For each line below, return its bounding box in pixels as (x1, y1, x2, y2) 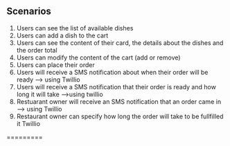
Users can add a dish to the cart (16, 31, 109, 39)
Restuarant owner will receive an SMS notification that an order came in (16, 97, 222, 106)
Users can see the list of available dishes (16, 24, 134, 32)
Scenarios (6, 6, 51, 17)
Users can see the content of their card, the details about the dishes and (16, 38, 224, 47)
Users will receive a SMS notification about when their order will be (16, 68, 209, 76)
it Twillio (16, 119, 41, 127)
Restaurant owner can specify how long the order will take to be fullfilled (16, 112, 224, 120)
